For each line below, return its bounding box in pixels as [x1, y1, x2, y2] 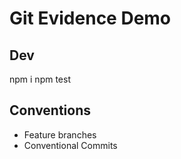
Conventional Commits [23, 139, 118, 151]
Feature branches [23, 128, 97, 141]
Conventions [9, 102, 92, 119]
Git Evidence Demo [9, 7, 172, 30]
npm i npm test [9, 73, 71, 85]
